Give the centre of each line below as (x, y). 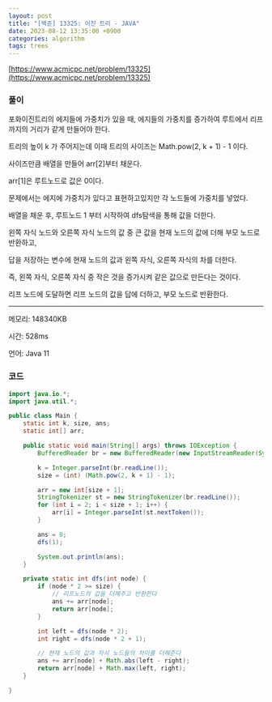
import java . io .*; (39, 394)
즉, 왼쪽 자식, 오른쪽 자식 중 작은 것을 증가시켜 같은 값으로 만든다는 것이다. (125, 277)
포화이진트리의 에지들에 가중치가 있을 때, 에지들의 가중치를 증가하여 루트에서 (128, 119)
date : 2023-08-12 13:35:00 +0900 (65, 31)
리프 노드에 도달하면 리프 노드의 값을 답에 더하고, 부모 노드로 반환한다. (118, 294)
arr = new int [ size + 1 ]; (81, 490)
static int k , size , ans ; (67, 423)
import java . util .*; (43, 402)
